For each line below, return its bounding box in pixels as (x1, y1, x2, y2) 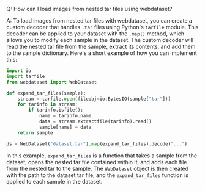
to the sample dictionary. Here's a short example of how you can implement (6, 49, 197, 57)
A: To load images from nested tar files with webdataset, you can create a (6, 17, 193, 24)
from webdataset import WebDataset (6, 79, 97, 85)
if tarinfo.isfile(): (28, 107, 84, 114)
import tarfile (6, 73, 45, 79)
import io (6, 68, 32, 74)
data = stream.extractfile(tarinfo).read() (39, 118, 152, 124)
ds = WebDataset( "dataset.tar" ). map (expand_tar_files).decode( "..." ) (6, 140, 188, 147)
